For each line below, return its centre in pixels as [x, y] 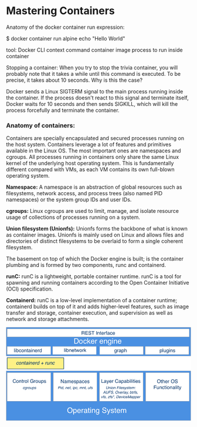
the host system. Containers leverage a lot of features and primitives [89, 145]
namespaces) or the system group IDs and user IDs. [69, 200]
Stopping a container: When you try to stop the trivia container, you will [92, 67]
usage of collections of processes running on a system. [73, 217]
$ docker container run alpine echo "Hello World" [66, 38]
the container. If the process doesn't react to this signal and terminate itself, [97, 98]
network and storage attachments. [48, 319]
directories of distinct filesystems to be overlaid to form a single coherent [95, 241]
